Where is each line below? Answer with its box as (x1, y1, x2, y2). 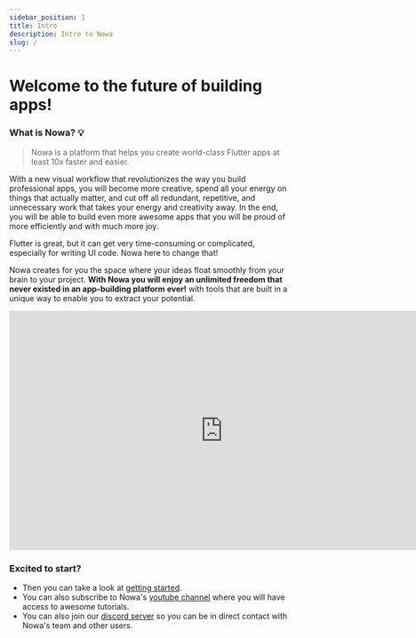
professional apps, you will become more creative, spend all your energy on (9, 183, 287, 194)
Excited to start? (9, 562, 82, 574)
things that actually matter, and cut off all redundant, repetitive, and (9, 192, 256, 203)
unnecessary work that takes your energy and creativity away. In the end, (9, 202, 278, 212)
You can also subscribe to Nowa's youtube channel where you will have (21, 592, 285, 602)
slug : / (9, 37, 38, 47)
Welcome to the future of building (9, 76, 263, 96)
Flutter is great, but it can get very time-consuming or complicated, (9, 237, 255, 249)
